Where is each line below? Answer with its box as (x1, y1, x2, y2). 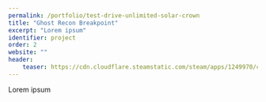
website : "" (8, 48, 47, 56)
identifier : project (8, 33, 77, 42)
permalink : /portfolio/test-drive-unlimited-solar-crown (8, 11, 200, 20)
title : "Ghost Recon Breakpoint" (8, 19, 119, 27)
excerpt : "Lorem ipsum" (8, 26, 87, 34)
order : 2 (8, 41, 37, 49)
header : (8, 56, 34, 64)
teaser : (22, 63, 47, 71)
